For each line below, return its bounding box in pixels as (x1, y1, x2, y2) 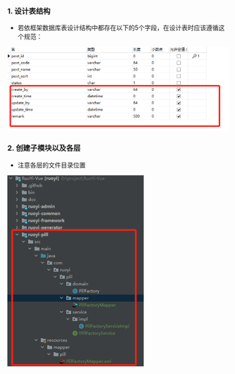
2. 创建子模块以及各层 (7, 143, 81, 153)
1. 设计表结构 (7, 6, 51, 15)
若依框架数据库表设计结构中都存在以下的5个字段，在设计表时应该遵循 (17, 23, 220, 32)
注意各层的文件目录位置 (17, 161, 86, 169)
